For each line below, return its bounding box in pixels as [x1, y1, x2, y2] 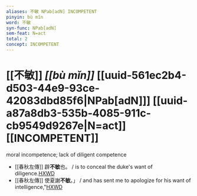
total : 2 [6, 36, 28, 42]
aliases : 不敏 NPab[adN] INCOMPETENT [6, 8, 97, 15]
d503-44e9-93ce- [6, 82, 100, 95]
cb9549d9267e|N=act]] [6, 119, 126, 132]
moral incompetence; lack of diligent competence [6, 151, 127, 158]
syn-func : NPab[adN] [6, 25, 57, 31]
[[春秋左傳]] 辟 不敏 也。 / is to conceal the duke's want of [14, 163, 153, 170]
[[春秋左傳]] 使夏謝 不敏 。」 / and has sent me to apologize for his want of [14, 177, 191, 184]
